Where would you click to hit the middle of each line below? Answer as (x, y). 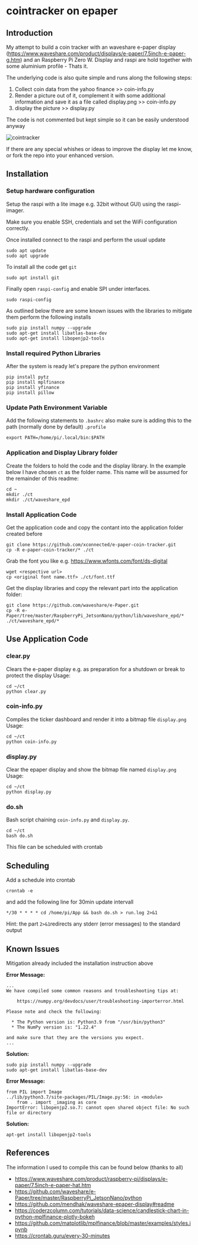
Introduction (30, 33)
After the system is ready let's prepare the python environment (83, 366)
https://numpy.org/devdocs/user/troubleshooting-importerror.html (100, 1001)
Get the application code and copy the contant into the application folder (95, 527)
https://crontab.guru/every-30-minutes (62, 1235)
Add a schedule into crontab (41, 880)
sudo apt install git (33, 278)
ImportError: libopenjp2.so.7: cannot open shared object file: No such (98, 1108)
